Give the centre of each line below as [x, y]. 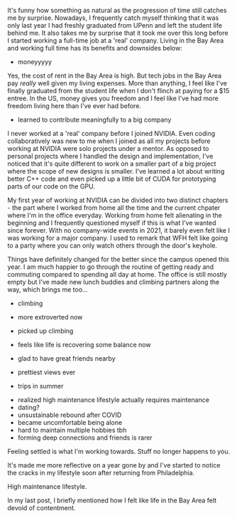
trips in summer [40, 386]
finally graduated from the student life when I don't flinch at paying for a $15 [118, 91]
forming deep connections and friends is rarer [85, 438]
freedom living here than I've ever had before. [75, 106]
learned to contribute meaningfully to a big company [94, 120]
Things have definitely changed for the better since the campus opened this [118, 259]
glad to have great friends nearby [66, 358]
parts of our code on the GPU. [51, 186]
